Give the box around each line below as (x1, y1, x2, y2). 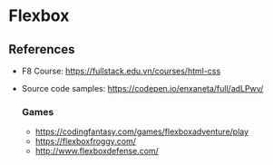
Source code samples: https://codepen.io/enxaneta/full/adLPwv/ (21, 83, 264, 93)
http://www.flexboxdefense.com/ (34, 146, 160, 157)
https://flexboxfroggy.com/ (34, 136, 137, 147)
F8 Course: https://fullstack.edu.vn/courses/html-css (21, 65, 221, 76)
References (8, 42, 75, 57)
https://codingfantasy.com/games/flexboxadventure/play (34, 126, 249, 137)
